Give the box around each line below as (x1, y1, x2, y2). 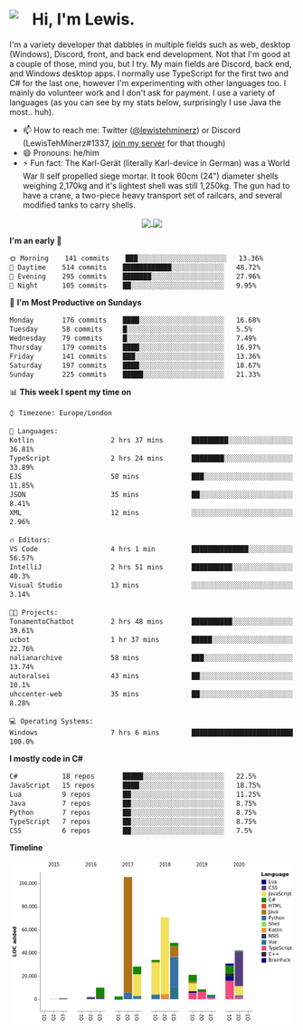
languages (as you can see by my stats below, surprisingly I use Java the (9, 96, 282, 108)
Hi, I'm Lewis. (32, 9, 136, 30)
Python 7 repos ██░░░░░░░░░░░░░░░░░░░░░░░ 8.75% (9, 808, 257, 818)
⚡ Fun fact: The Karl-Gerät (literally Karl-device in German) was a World (22, 157, 290, 168)
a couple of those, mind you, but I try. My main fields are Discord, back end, (9, 58, 292, 69)
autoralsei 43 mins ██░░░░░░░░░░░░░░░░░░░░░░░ (9, 672, 294, 681)
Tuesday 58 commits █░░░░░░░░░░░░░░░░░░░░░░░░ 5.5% (9, 325, 253, 335)
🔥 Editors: (9, 536, 52, 545)
